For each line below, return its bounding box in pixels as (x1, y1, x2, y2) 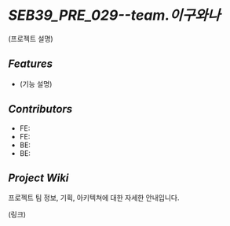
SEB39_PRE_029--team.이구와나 (8, 6, 221, 24)
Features (8, 57, 53, 71)
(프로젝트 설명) (8, 34, 53, 43)
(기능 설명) (19, 79, 53, 88)
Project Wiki (8, 171, 69, 184)
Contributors (8, 102, 73, 116)
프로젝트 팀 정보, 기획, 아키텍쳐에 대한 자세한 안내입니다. (8, 193, 180, 202)
